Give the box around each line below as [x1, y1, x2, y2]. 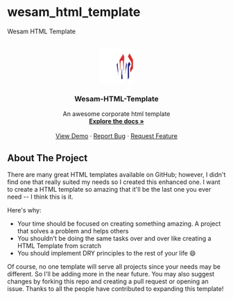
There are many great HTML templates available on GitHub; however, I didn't [7, 171, 226, 179]
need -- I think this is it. [7, 192, 74, 201]
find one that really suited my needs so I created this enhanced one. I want [7, 178, 221, 186]
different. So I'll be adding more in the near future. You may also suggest [7, 270, 215, 278]
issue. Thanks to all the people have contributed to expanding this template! [7, 285, 224, 293]
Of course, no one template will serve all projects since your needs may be [7, 262, 221, 271]
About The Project [7, 152, 88, 164]
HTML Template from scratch [17, 242, 102, 250]
